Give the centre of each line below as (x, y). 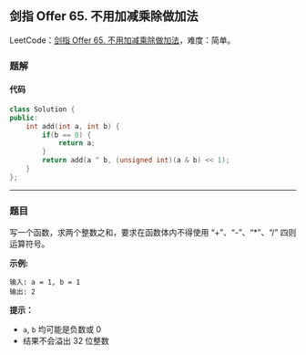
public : (24, 118)
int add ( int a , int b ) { (73, 126)
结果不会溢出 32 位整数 (66, 341)
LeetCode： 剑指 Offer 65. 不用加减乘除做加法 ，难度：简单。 (122, 40)
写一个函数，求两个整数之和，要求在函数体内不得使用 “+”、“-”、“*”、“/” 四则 (153, 233)
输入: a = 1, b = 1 (45, 282)
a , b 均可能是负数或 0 (62, 329)
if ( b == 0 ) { (67, 135)
